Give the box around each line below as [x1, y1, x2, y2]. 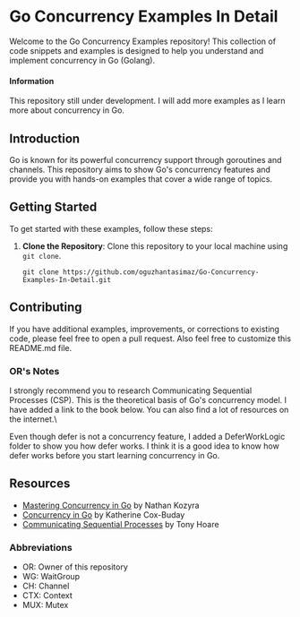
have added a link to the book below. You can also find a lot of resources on [9, 404, 289, 415]
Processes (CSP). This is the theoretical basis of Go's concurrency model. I [9, 394, 287, 405]
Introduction [9, 131, 81, 146]
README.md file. [9, 342, 73, 353]
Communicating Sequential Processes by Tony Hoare [21, 518, 219, 529]
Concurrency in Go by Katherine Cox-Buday [21, 509, 185, 520]
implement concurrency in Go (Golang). [9, 55, 155, 65]
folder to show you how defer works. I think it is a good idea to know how [9, 441, 279, 451]
